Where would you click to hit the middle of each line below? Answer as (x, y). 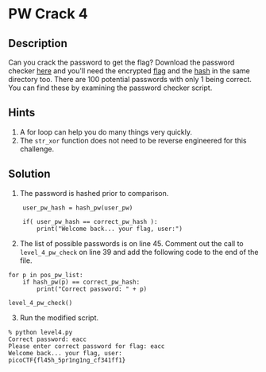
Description (38, 43)
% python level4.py (40, 332)
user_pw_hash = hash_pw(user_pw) (78, 208)
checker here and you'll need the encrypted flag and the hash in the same (129, 71)
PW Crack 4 (48, 14)
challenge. (37, 149)
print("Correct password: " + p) (92, 289)
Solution (29, 174)
